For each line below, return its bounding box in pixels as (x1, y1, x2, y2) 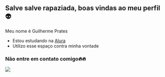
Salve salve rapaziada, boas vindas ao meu (5, 4, 142, 12)
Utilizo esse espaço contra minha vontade (12, 43, 99, 49)
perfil (143, 4, 161, 12)
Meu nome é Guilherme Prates (5, 28, 68, 34)
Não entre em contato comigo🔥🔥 (5, 55, 86, 62)
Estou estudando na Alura (12, 37, 66, 44)
